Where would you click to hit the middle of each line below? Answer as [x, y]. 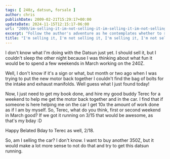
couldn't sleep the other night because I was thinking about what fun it [79, 58]
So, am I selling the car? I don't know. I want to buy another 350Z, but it [79, 140]
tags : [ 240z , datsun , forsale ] [40, 10]
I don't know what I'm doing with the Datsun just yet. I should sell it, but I [81, 52]
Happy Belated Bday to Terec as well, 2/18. [50, 130]
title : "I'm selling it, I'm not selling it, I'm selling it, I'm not [81, 38]
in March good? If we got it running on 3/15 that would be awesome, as [79, 115]
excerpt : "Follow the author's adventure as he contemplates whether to [83, 33]
